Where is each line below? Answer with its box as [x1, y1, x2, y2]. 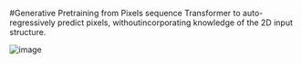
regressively [9, 17, 57, 28]
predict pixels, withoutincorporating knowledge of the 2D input [57, 17, 294, 28]
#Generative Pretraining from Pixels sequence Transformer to [9, 8, 241, 18]
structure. [9, 27, 47, 37]
